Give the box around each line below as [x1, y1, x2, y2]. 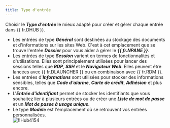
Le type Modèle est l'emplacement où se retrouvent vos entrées [12, 106, 147, 112]
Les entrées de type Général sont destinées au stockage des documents [12, 36, 165, 42]
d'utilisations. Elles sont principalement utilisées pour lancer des [12, 58, 147, 64]
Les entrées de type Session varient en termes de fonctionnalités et [12, 53, 155, 59]
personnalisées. [12, 112, 46, 118]
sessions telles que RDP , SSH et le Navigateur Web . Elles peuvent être [12, 63, 161, 69]
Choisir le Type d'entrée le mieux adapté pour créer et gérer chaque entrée [5, 21, 163, 27]
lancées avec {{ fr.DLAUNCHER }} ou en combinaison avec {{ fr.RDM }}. [12, 69, 163, 75]
